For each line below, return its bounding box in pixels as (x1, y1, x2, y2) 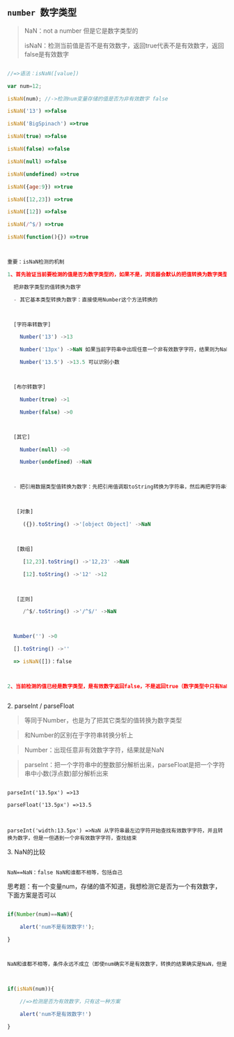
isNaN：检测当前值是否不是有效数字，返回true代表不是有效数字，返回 (24, 41, 224, 50)
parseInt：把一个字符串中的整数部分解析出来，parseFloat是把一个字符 (24, 760, 225, 769)
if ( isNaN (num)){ (7, 985, 54, 992)
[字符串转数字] (13, 321, 51, 328)
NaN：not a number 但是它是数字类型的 (24, 27, 139, 35)
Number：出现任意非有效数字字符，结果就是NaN (24, 745, 164, 754)
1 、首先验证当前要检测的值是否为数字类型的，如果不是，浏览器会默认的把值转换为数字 (7, 271, 218, 278)
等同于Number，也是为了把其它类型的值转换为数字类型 (24, 716, 182, 724)
